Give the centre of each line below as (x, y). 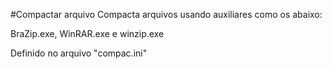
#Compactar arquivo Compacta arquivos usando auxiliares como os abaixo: (166, 14)
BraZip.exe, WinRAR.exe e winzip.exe (87, 33)
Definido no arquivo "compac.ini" (79, 53)
